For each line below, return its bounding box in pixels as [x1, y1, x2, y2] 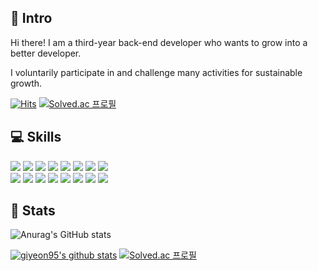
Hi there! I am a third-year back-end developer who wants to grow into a [10, 36, 308, 48]
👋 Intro [10, 10, 53, 27]
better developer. [10, 47, 82, 59]
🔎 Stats [10, 202, 56, 220]
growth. [10, 77, 43, 89]
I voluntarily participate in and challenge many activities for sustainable [10, 66, 303, 78]
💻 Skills [10, 129, 62, 146]
